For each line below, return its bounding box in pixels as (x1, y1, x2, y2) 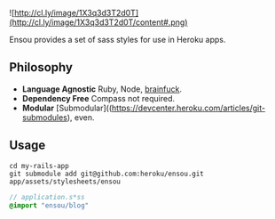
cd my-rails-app (9, 161, 69, 170)
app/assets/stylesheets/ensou (9, 177, 122, 186)
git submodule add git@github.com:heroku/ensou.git (9, 169, 204, 178)
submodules (21, 111, 68, 123)
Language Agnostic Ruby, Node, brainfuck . (21, 84, 182, 94)
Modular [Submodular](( (21, 102, 113, 113)
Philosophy (9, 60, 74, 75)
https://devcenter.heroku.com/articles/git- (111, 102, 266, 113)
